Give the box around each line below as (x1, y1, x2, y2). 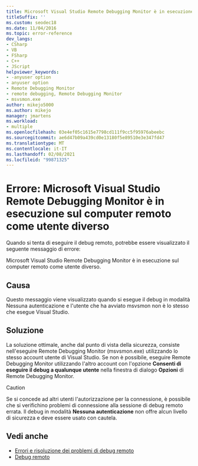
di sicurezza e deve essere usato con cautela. (6, 414, 117, 421)
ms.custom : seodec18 (6, 19, 57, 25)
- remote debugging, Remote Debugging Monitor (6, 91, 123, 97)
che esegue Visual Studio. (6, 309, 70, 316)
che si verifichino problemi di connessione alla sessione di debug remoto (6, 402, 183, 409)
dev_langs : (6, 36, 33, 42)
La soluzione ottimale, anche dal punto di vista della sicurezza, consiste (6, 341, 180, 348)
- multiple (6, 124, 33, 130)
